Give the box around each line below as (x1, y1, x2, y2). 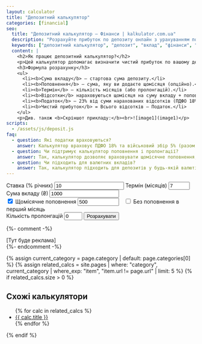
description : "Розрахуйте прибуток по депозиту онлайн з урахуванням (11, 37, 189, 43)
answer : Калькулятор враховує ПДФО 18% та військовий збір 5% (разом (17, 142, 195, 149)
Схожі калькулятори (6, 291, 88, 301)
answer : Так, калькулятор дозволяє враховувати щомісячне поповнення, (17, 154, 198, 160)
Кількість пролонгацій (6, 213, 63, 220)
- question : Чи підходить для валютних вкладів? (11, 160, 136, 166)
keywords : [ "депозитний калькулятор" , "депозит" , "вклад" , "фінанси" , (11, 43, 192, 49)
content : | (11, 48, 39, 54)
